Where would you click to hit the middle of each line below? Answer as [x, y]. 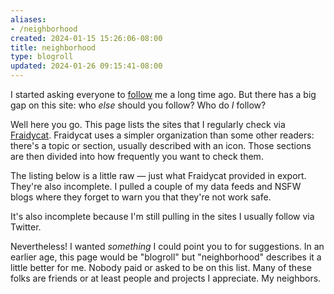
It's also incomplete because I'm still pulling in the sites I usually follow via [162, 216]
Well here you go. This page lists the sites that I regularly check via [148, 124]
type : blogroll [42, 57]
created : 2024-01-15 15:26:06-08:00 [86, 38]
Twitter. [26, 227]
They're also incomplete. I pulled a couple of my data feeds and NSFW [156, 186]
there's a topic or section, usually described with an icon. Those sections [161, 145]
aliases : [28, 19]
